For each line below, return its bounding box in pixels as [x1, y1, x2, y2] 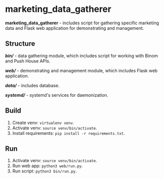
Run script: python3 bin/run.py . [12, 168, 77, 174]
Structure [5, 40, 36, 48]
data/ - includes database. [5, 82, 60, 88]
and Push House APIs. [5, 58, 50, 64]
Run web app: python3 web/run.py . [12, 163, 83, 169]
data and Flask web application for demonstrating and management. [5, 25, 144, 31]
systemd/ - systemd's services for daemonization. [5, 92, 109, 98]
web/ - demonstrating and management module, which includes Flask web [5, 67, 158, 73]
